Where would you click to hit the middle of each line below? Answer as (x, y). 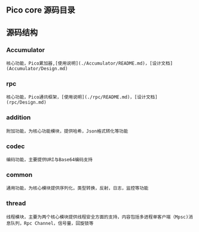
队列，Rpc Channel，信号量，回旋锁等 (52, 223)
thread (16, 203)
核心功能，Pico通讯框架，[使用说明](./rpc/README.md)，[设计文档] (82, 97)
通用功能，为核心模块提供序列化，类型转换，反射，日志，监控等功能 (77, 188)
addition (19, 117)
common (19, 174)
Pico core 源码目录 (41, 10)
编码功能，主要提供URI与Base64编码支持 (49, 159)
